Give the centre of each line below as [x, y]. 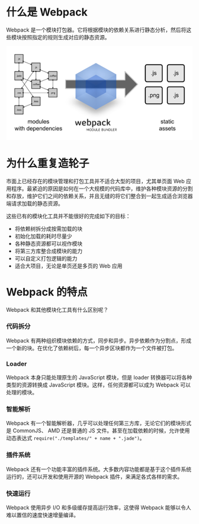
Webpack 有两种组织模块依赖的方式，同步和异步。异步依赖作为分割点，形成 [99, 340]
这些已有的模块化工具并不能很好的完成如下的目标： [68, 216]
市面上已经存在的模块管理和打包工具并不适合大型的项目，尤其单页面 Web [95, 181]
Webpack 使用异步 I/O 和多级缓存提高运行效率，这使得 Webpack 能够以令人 [99, 508]
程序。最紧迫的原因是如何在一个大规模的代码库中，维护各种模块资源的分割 [102, 189]
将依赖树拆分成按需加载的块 [49, 228]
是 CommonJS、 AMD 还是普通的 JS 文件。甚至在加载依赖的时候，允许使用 [98, 431]
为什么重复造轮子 [48, 163]
